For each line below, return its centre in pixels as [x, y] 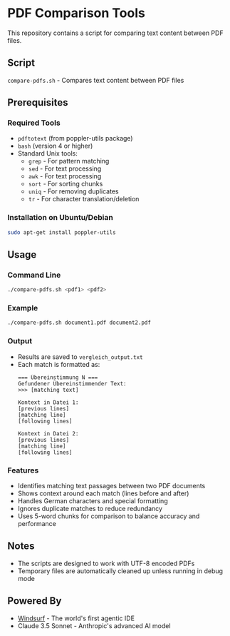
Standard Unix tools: [48, 153]
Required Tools [34, 123]
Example [23, 308]
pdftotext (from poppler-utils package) [75, 138]
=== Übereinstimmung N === [58, 377]
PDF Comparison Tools [77, 13]
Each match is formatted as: [59, 364]
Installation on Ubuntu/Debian [61, 218]
